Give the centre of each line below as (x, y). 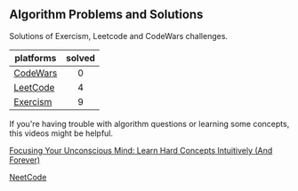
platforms (36, 58)
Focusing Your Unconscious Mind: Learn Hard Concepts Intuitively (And (141, 150)
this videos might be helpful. (61, 133)
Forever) (25, 160)
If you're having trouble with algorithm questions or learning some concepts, (149, 123)
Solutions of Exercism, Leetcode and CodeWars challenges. (119, 36)
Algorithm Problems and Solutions (106, 15)
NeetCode (28, 177)
